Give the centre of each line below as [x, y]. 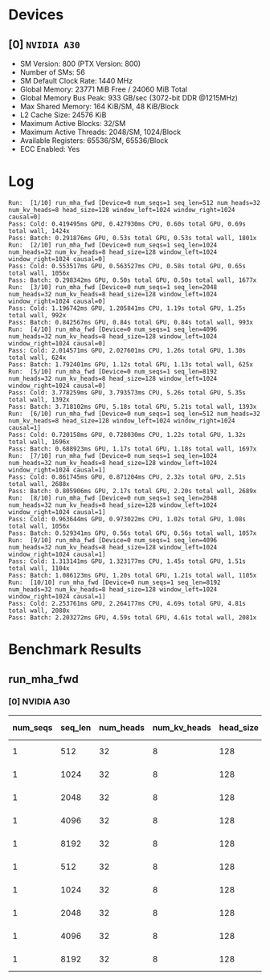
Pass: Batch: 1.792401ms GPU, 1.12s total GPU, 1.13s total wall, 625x [131, 364]
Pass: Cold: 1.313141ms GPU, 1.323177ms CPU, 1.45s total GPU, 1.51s [127, 561]
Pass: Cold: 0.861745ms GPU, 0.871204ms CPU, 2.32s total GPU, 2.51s [127, 477]
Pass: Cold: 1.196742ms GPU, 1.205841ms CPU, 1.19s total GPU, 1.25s [127, 308]
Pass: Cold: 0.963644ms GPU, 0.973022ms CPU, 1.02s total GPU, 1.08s [127, 519]
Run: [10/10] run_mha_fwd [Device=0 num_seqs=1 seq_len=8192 [115, 582]
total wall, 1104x [39, 568]
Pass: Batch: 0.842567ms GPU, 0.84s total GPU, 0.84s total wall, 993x [131, 322]
